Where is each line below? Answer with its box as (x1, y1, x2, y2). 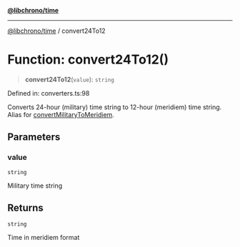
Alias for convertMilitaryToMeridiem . (7, 110, 114, 119)
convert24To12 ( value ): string (24, 75, 114, 84)
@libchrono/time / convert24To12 (7, 26, 106, 35)
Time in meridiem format (7, 233, 80, 242)
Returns (7, 202, 44, 214)
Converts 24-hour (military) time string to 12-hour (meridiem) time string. (7, 103, 222, 111)
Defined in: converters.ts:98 (7, 89, 90, 97)
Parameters (7, 131, 61, 143)
